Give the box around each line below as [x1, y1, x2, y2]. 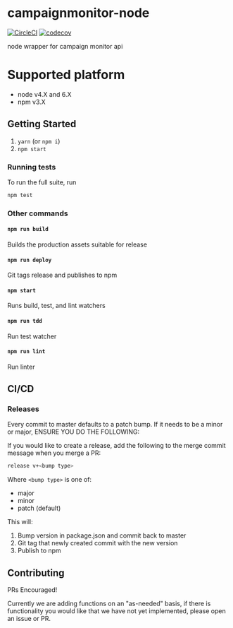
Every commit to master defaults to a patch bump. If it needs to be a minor [7, 420, 223, 429]
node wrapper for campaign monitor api [7, 42, 123, 50]
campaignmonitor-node [7, 5, 150, 21]
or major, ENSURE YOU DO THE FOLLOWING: [7, 427, 139, 436]
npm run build [7, 226, 49, 233]
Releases [7, 404, 40, 414]
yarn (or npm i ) [17, 136, 61, 146]
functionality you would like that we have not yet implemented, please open [7, 607, 227, 615]
